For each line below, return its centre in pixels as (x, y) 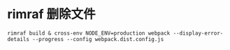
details (19, 39)
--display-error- (198, 33)
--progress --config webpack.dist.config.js (98, 39)
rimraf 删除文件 (51, 14)
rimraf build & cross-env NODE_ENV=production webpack (89, 33)
